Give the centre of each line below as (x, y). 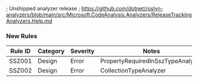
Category (51, 51)
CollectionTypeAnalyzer (133, 71)
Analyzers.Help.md (29, 21)
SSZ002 (21, 71)
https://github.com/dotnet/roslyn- (122, 8)
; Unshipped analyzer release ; (43, 8)
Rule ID (21, 51)
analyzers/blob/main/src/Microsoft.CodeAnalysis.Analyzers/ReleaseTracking (99, 15)
